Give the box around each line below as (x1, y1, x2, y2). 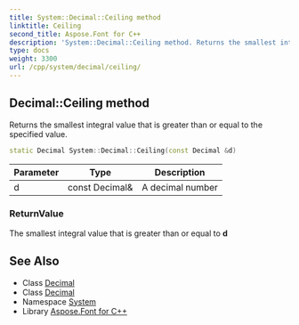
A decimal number (141, 181, 218, 193)
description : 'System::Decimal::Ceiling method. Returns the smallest (9, 37, 277, 47)
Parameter (13, 166, 60, 178)
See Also (9, 254, 60, 269)
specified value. (9, 128, 69, 139)
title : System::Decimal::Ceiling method (9, 12, 162, 22)
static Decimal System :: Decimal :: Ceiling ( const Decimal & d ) (9, 146, 238, 155)
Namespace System (21, 296, 96, 307)
